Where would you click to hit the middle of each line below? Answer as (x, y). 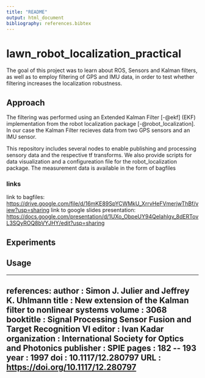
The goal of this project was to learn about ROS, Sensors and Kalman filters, (102, 70)
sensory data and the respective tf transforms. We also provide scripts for (99, 155)
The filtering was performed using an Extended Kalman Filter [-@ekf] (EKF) (101, 117)
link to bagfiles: (26, 197)
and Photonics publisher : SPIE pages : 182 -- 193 (101, 348)
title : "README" (27, 12)
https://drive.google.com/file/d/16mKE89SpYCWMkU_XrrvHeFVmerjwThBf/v (103, 204)
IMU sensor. (21, 137)
